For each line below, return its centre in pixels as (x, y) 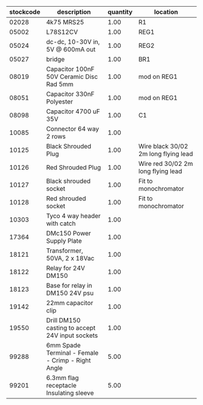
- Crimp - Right (69, 361)
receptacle (61, 385)
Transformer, (65, 251)
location (166, 12)
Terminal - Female (72, 353)
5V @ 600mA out (71, 49)
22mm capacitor (70, 303)
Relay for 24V (66, 268)
